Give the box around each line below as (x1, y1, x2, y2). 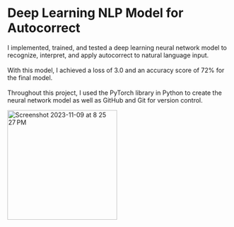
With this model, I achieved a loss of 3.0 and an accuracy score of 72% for (7, 66, 225, 74)
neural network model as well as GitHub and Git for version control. (7, 95, 203, 104)
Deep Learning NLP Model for (7, 5, 184, 21)
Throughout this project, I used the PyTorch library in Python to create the (7, 88, 223, 97)
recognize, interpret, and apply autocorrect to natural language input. (7, 51, 209, 59)
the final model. (7, 73, 53, 82)
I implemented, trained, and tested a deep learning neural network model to (7, 43, 228, 52)
